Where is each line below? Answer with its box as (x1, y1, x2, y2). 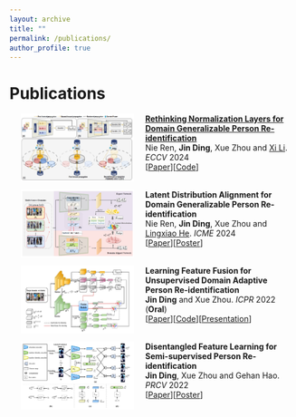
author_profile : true (9, 44, 91, 53)
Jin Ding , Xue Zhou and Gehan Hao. (145, 370, 281, 381)
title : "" (9, 24, 47, 34)
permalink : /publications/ (9, 34, 111, 43)
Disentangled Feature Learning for (145, 341, 278, 353)
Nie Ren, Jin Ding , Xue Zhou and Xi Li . (145, 142, 288, 153)
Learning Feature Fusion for (145, 266, 252, 276)
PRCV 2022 (145, 380, 189, 391)
